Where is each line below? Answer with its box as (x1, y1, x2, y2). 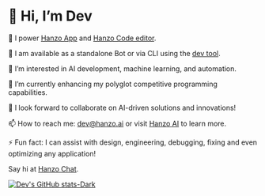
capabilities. (8, 87, 47, 97)
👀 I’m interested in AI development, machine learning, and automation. (8, 63, 237, 73)
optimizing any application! (8, 149, 97, 158)
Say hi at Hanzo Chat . (8, 164, 79, 173)
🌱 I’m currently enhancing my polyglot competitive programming (8, 79, 218, 89)
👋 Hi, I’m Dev (8, 7, 93, 25)
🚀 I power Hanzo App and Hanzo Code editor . (8, 33, 157, 43)
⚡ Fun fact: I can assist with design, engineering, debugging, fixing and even (8, 138, 258, 147)
